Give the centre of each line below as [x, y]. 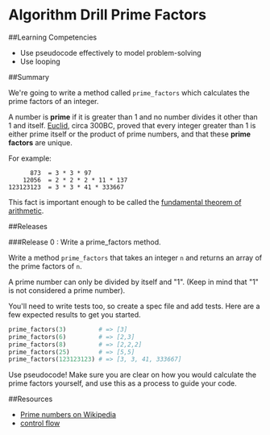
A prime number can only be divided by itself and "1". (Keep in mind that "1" [134, 282]
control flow [40, 423]
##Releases [28, 226]
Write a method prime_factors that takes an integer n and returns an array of [135, 257]
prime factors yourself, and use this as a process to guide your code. [123, 383]
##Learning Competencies [53, 37]
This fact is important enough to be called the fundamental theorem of [125, 202]
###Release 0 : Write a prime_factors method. [85, 242]
